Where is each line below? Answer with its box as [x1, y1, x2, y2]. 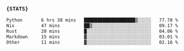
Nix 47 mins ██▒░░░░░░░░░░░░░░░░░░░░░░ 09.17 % [6, 23, 179, 29]
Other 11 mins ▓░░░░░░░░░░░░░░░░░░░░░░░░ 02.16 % [6, 39, 179, 45]
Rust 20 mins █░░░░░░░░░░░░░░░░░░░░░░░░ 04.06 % [6, 28, 179, 34]
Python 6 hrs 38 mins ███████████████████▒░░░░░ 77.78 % [6, 17, 179, 23]
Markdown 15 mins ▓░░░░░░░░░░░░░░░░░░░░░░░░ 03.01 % [6, 34, 179, 40]
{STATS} [6, 5, 29, 12]
